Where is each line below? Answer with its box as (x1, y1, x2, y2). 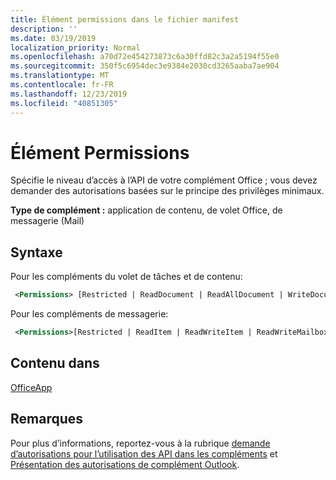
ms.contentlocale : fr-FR (10, 80, 114, 90)
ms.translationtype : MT (10, 71, 110, 81)
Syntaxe (10, 244, 63, 261)
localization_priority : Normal (10, 42, 141, 53)
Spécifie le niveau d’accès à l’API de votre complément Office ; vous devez (10, 174, 318, 186)
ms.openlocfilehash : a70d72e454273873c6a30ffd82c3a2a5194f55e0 (10, 52, 280, 62)
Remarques (10, 411, 84, 428)
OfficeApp (10, 381, 53, 393)
